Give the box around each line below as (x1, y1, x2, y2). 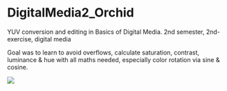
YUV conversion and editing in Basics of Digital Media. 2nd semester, (7, 28, 205, 36)
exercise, (7, 34, 33, 43)
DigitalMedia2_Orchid (7, 5, 134, 21)
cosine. (7, 63, 28, 71)
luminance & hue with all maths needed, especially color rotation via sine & (7, 55, 220, 63)
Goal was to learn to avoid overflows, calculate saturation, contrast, (7, 48, 199, 57)
